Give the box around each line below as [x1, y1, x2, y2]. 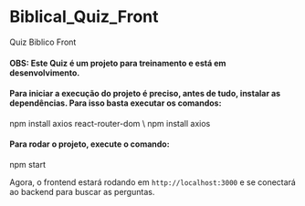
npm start [9, 159, 47, 170]
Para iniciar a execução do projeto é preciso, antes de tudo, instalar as [9, 88, 281, 99]
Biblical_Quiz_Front [9, 6, 159, 27]
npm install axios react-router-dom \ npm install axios [9, 118, 211, 129]
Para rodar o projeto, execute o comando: [9, 139, 171, 149]
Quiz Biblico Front [9, 36, 77, 47]
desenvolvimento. [9, 67, 80, 78]
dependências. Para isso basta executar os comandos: [9, 98, 222, 108]
